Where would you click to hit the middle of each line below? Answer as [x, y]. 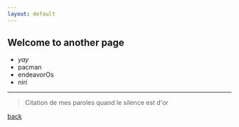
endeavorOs [36, 74]
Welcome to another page [66, 43]
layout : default [31, 14]
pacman [30, 67]
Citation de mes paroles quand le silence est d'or [96, 103]
